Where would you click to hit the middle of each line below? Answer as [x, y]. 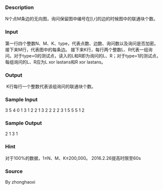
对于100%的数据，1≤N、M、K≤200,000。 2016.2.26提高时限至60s [73, 158]
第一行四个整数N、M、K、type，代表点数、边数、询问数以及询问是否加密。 [82, 43]
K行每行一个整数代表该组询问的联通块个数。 [51, 86]
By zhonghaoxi [20, 182]
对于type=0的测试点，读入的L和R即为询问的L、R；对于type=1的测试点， [87, 55]
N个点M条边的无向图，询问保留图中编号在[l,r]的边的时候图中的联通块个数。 [81, 19]
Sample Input [21, 99]
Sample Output [23, 123]
